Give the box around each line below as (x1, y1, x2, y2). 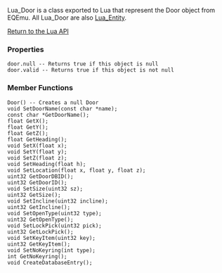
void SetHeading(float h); (7, 160, 86, 167)
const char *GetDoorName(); (7, 111, 90, 118)
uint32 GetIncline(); (7, 203, 71, 210)
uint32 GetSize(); (7, 191, 61, 198)
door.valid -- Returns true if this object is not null (7, 67, 174, 74)
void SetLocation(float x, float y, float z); (7, 167, 146, 174)
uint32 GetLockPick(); (7, 228, 74, 235)
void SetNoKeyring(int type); (7, 246, 96, 254)
